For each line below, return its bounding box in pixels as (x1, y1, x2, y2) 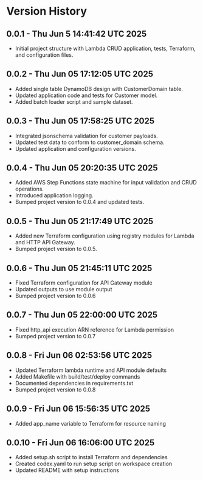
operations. (15, 185, 44, 193)
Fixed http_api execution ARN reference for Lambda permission (15, 325, 174, 333)
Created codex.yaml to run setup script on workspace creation (15, 460, 173, 468)
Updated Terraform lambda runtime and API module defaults (15, 366, 167, 374)
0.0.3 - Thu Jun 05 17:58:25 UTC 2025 (6, 116, 155, 126)
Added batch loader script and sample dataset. (15, 98, 133, 105)
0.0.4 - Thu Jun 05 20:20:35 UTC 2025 (6, 163, 158, 173)
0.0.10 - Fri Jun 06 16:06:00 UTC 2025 (6, 437, 155, 448)
